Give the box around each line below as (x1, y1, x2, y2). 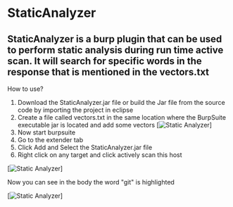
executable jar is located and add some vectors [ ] (17, 121, 213, 129)
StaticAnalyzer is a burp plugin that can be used (7, 33, 222, 45)
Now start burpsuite (17, 128, 76, 137)
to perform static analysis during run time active (7, 44, 224, 56)
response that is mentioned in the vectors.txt (7, 65, 210, 78)
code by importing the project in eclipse (17, 106, 134, 114)
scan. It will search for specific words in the (7, 55, 202, 67)
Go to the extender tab (17, 136, 83, 144)
